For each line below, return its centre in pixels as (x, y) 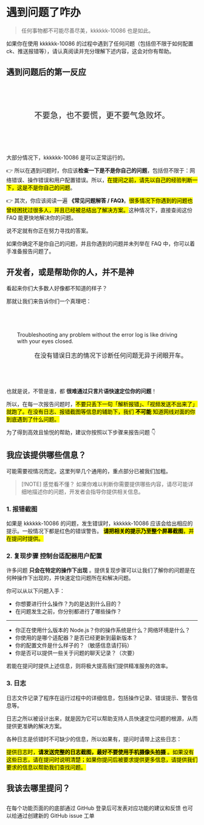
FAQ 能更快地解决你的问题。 (42, 218)
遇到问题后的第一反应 (46, 72)
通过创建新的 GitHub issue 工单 (56, 815)
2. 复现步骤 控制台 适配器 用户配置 (54, 555)
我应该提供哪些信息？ (46, 455)
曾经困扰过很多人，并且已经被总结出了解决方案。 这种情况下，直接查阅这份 (99, 210)
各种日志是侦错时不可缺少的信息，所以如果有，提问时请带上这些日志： (94, 739)
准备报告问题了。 (33, 251)
